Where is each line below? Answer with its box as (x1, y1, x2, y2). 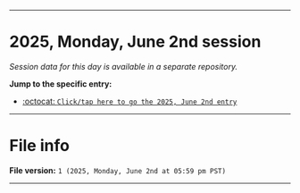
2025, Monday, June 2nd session (9, 32, 262, 52)
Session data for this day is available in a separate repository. (9, 61, 238, 71)
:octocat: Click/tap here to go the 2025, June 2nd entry (21, 96, 237, 106)
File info (9, 136, 70, 156)
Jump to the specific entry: (9, 78, 112, 89)
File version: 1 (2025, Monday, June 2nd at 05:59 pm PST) (9, 164, 226, 175)
